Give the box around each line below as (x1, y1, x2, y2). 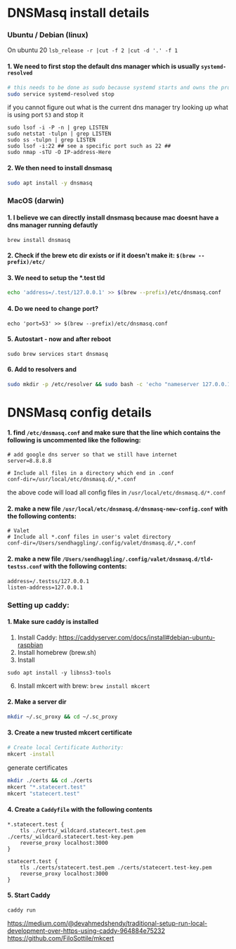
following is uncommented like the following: (7, 435, 142, 444)
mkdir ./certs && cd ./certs (7, 777, 93, 784)
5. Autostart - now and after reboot (7, 335, 111, 343)
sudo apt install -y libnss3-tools (7, 669, 112, 676)
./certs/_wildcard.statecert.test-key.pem (7, 833, 133, 840)
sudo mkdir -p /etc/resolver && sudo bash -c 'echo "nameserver (7, 381, 199, 388)
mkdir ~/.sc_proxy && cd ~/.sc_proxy (7, 713, 118, 720)
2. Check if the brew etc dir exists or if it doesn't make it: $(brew (7, 251, 195, 260)
